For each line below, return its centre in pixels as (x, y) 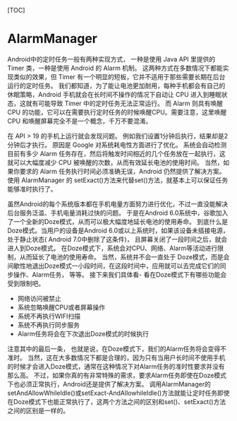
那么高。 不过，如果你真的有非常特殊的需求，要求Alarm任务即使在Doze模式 (117, 375)
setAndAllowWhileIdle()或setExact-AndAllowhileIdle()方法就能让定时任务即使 (119, 393)
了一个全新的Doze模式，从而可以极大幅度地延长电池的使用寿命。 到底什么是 (117, 221)
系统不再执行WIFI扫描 (49, 316)
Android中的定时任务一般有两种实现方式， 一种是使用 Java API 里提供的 (111, 59)
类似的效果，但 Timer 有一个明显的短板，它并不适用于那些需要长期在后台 (119, 76)
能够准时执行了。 (32, 189)
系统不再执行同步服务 (48, 325)
